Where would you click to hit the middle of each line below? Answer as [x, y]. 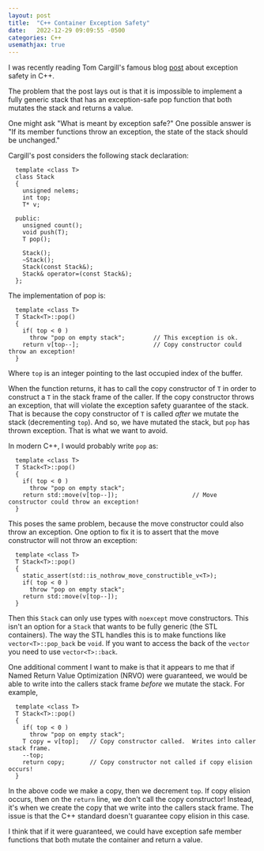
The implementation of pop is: [57, 296]
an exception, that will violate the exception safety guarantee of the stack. [128, 405]
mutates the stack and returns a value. [71, 108]
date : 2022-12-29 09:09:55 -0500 [67, 30]
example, [23, 693]
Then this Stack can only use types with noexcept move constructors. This [128, 618]
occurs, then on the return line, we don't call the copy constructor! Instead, [131, 800]
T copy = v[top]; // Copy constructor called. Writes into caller [140, 742]
